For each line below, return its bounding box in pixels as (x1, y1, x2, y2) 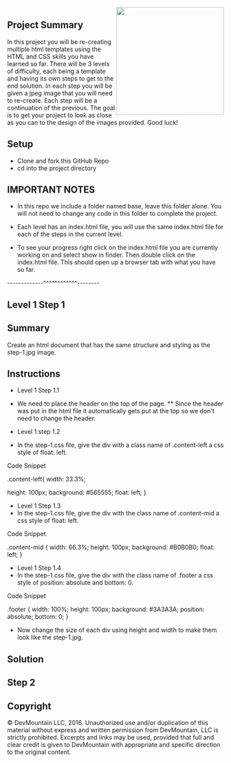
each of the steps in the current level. (16, 230, 124, 239)
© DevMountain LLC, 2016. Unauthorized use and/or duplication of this (7, 719, 208, 727)
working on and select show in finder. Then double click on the (16, 251, 196, 259)
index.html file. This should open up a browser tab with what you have (16, 258, 216, 266)
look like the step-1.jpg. (16, 633, 84, 642)
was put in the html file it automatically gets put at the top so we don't (16, 407, 215, 415)
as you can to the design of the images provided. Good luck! (7, 118, 179, 126)
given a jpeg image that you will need (7, 89, 113, 97)
